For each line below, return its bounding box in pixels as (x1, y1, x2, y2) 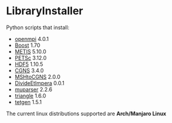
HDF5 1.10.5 (14, 61, 43, 68)
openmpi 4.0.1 (14, 35, 49, 42)
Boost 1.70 (14, 42, 40, 49)
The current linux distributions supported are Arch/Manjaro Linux (6, 110, 167, 117)
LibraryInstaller (6, 4, 83, 18)
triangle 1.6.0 (14, 92, 46, 99)
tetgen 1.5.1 (14, 98, 42, 105)
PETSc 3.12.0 (14, 54, 47, 61)
